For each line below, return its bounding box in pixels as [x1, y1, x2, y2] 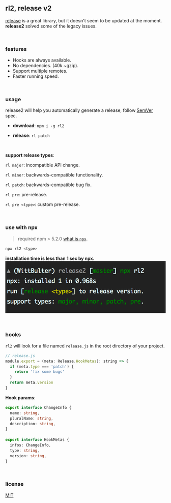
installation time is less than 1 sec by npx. [5, 255, 95, 261]
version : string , [10, 453, 47, 458]
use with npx [5, 224, 38, 231]
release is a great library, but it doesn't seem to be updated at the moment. [5, 17, 162, 23]
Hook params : [5, 394, 36, 401]
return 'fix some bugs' [14, 369, 65, 374]
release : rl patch [12, 132, 50, 139]
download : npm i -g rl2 [12, 123, 65, 129]
